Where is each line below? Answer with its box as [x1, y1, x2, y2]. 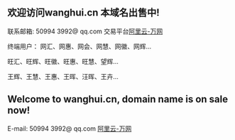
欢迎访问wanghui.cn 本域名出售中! [7, 6, 160, 19]
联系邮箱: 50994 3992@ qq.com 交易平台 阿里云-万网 [7, 27, 163, 36]
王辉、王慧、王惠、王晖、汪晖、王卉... [7, 72, 119, 80]
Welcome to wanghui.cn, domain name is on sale [7, 93, 229, 105]
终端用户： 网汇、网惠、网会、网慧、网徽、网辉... [7, 42, 152, 50]
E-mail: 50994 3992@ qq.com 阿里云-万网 [7, 124, 132, 133]
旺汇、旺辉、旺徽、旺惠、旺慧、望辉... [7, 57, 119, 65]
